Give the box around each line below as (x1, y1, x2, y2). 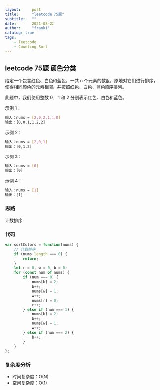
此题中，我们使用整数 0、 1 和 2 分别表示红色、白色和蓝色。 (5, 95, 127, 101)
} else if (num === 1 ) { (23, 307, 74, 312)
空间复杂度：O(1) (12, 380, 47, 386)
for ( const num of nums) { (14, 270, 70, 275)
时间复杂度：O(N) (12, 374, 49, 380)
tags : (5, 35, 16, 40)
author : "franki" (5, 26, 50, 31)
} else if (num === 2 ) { (23, 330, 74, 335)
